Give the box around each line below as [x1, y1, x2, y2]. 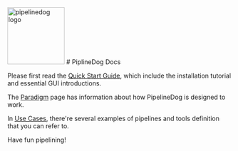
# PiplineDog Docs [66, 58, 121, 66]
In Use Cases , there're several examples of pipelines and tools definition [7, 114, 219, 123]
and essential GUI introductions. [7, 79, 102, 88]
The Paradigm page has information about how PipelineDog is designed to [7, 93, 226, 101]
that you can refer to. [7, 122, 69, 130]
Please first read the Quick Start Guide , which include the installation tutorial [7, 71, 232, 80]
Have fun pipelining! [7, 135, 66, 144]
